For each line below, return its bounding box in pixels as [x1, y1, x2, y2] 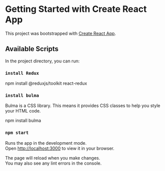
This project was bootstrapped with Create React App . [5, 30, 116, 36]
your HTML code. [5, 108, 41, 114]
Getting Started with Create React [5, 3, 147, 15]
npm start [5, 130, 29, 136]
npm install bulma [5, 117, 41, 123]
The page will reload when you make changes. [5, 155, 101, 161]
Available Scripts [5, 45, 58, 53]
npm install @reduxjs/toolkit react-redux [5, 80, 88, 86]
